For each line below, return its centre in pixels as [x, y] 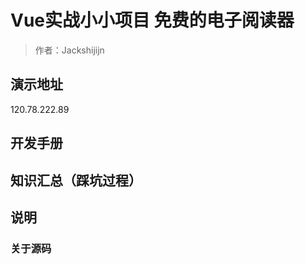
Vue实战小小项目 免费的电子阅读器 [152, 20]
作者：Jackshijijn [69, 50]
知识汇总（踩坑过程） [76, 180]
